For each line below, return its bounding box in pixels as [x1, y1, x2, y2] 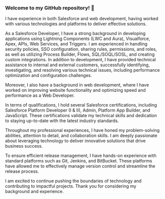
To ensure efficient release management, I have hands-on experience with [5, 153, 157, 159]
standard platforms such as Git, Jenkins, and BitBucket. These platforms [5, 158, 152, 164]
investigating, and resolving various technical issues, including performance [5, 67, 160, 73]
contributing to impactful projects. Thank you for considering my [5, 183, 137, 189]
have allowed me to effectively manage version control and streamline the [5, 163, 156, 169]
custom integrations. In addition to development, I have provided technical [5, 57, 156, 63]
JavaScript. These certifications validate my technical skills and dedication [5, 113, 157, 119]
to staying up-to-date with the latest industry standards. [5, 118, 119, 124]
